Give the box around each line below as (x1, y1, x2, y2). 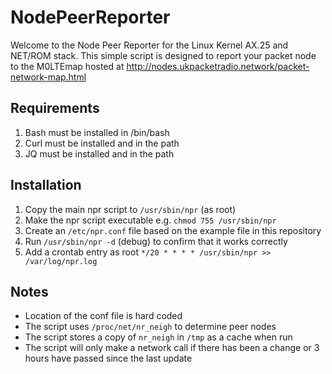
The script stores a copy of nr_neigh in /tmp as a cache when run (24, 331, 293, 343)
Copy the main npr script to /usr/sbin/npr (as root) (24, 203, 237, 215)
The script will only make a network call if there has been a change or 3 (24, 342, 320, 354)
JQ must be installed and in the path (24, 147, 175, 160)
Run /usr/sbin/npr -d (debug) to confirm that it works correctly (24, 235, 288, 247)
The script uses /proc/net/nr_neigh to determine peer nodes (24, 321, 277, 333)
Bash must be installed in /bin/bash (24, 126, 170, 138)
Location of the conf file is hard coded (24, 310, 183, 322)
